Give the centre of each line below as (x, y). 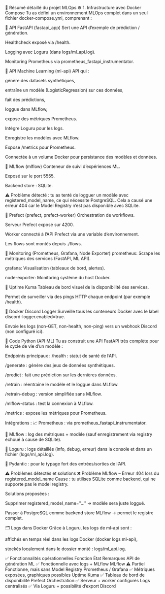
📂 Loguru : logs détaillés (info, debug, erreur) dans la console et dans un (79, 449)
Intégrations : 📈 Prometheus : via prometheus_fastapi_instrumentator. (76, 423)
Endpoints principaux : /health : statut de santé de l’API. (61, 356)
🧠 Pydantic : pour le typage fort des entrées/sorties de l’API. (66, 464)
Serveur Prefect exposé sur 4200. (40, 225)
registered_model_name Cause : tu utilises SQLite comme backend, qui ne (81, 479)
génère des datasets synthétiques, (40, 81)
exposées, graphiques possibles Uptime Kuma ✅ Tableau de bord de (75, 575)
